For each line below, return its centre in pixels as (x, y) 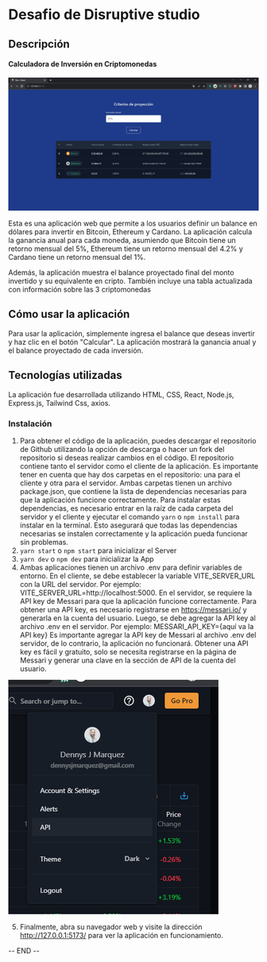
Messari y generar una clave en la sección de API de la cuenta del (128, 660)
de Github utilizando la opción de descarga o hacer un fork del (122, 449)
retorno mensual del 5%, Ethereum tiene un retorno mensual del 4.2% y (126, 249)
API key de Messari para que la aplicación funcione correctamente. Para (138, 601)
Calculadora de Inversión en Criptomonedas (83, 64)
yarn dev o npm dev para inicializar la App (87, 558)
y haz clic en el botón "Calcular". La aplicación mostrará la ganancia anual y (132, 342)
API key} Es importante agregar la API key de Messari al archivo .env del (138, 635)
